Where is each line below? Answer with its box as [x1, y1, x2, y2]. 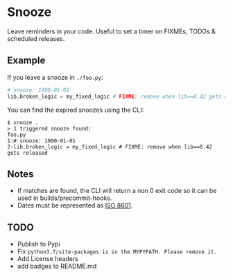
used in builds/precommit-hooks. [17, 194, 112, 202]
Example [7, 55, 46, 67]
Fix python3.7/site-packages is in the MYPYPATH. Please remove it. [17, 247, 217, 255]
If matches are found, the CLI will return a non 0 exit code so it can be [17, 187, 217, 195]
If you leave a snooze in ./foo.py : [7, 73, 103, 81]
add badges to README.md [17, 262, 97, 271]
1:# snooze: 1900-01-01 [7, 137, 76, 144]
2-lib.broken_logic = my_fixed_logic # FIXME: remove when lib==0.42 [7, 143, 213, 150]
